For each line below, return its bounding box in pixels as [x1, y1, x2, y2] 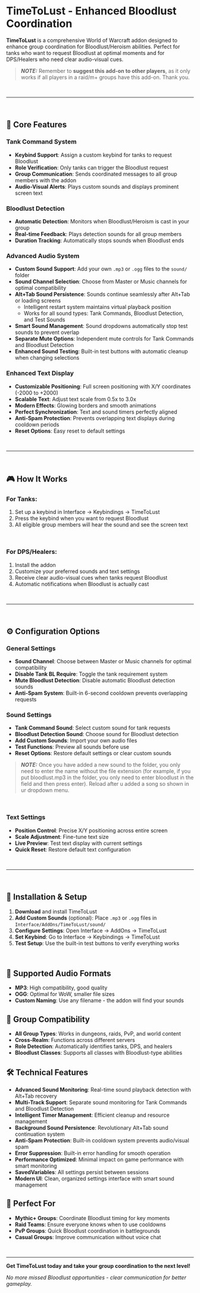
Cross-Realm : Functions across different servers [14, 1037, 135, 1044]
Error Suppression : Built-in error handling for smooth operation [14, 1150, 171, 1157]
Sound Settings [6, 711, 52, 719]
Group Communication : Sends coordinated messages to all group [14, 170, 177, 177]
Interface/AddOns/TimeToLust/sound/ [14, 921, 106, 927]
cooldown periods [14, 421, 60, 428]
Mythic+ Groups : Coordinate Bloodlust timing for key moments [14, 1214, 170, 1221]
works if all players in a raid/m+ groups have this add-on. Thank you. [20, 73, 190, 81]
